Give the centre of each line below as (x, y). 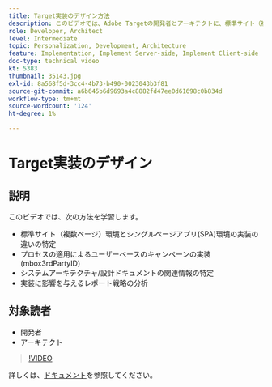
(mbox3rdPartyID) (50, 263)
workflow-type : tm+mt (45, 99)
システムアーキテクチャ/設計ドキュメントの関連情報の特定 (117, 273)
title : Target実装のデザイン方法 (59, 16)
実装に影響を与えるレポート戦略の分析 (84, 283)
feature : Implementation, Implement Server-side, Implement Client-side (134, 53)
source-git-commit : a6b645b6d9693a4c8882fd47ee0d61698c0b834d (115, 91)
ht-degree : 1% (32, 114)
